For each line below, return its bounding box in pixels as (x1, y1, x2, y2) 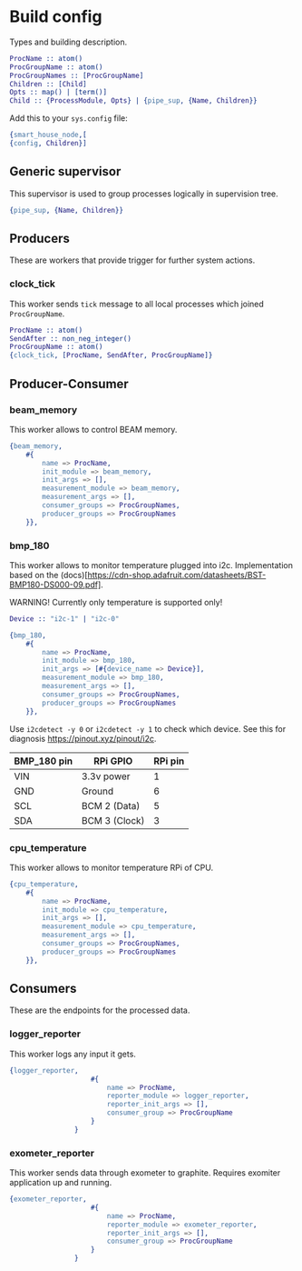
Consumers (9, 981, 77, 996)
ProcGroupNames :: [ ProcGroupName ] (9, 71, 144, 80)
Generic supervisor (9, 164, 122, 179)
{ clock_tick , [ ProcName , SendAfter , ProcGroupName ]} (9, 351, 213, 360)
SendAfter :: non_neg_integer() (9, 334, 132, 343)
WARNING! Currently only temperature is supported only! (9, 596, 223, 607)
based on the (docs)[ (9, 569, 88, 580)
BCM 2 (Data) (81, 799, 141, 812)
